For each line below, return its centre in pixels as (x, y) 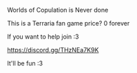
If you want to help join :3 (43, 36)
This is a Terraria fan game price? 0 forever (68, 23)
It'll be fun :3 (25, 63)
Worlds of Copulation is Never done (58, 10)
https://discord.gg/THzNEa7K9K (53, 50)
